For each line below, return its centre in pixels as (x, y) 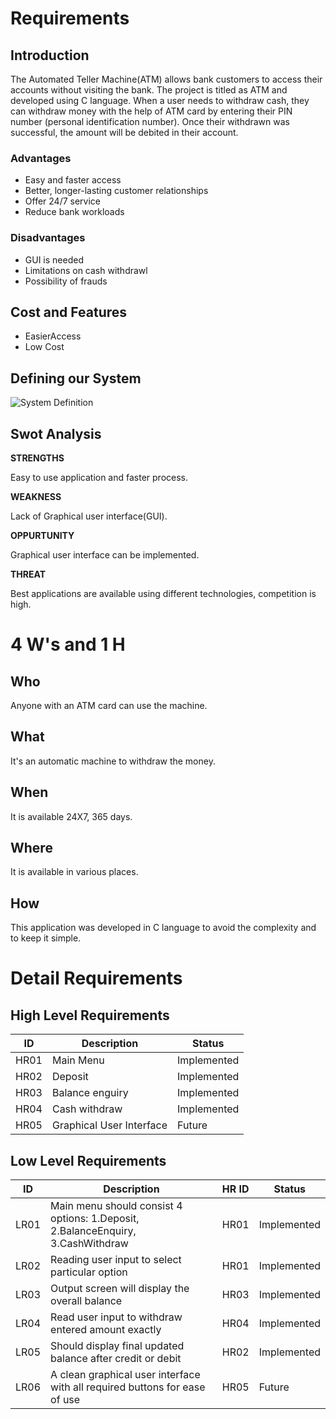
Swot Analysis (56, 433)
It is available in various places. (74, 872)
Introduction (50, 55)
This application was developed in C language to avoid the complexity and (163, 928)
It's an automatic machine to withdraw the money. (113, 761)
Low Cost (44, 347)
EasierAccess (53, 336)
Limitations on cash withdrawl (86, 270)
